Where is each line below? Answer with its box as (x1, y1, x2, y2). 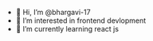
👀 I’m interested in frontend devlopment (15, 16, 147, 25)
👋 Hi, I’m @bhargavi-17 (15, 8, 91, 17)
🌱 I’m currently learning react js (15, 24, 120, 33)
